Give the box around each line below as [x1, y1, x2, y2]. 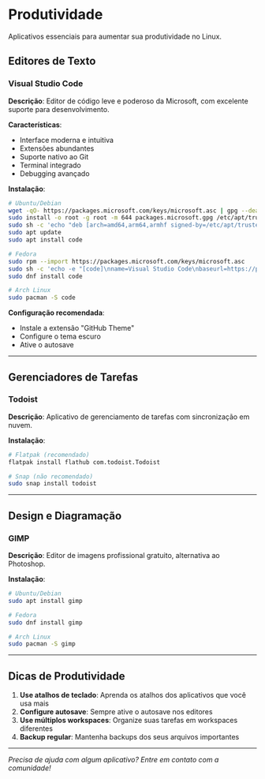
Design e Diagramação [8, 509, 122, 522]
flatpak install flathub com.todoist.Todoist [8, 458, 160, 466]
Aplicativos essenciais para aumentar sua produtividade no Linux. [8, 32, 222, 41]
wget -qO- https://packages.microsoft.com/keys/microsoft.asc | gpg [8, 207, 238, 215]
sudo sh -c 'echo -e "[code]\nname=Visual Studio [8, 264, 175, 273]
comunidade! [8, 763, 51, 773]
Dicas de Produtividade [8, 669, 125, 683]
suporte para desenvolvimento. [8, 104, 110, 114]
